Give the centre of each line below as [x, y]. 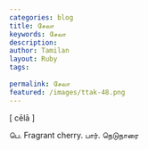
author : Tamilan [39, 51]
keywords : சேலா [38, 34]
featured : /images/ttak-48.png [67, 92]
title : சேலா [32, 26]
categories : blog [41, 17]
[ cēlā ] [22, 118]
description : [33, 42]
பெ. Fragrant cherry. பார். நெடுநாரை [74, 135]
